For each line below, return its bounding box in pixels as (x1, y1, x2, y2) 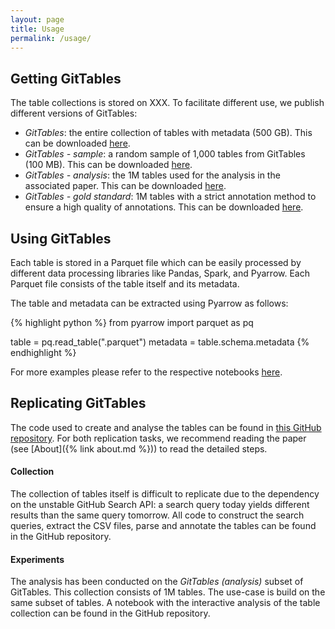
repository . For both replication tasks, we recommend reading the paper (10, 432, 307, 444)
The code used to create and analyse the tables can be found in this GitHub (10, 421, 322, 433)
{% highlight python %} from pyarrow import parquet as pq (10, 317, 254, 328)
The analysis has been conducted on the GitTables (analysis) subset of (10, 576, 304, 588)
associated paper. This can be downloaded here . (24, 180, 227, 192)
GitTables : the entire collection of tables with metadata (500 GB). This (24, 127, 313, 139)
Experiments (10, 553, 65, 565)
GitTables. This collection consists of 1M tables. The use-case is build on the (10, 586, 326, 598)
